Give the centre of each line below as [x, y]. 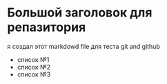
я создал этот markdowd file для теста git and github [83, 46]
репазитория [47, 27]
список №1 [33, 59]
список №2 [34, 67]
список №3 [34, 74]
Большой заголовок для [80, 13]
